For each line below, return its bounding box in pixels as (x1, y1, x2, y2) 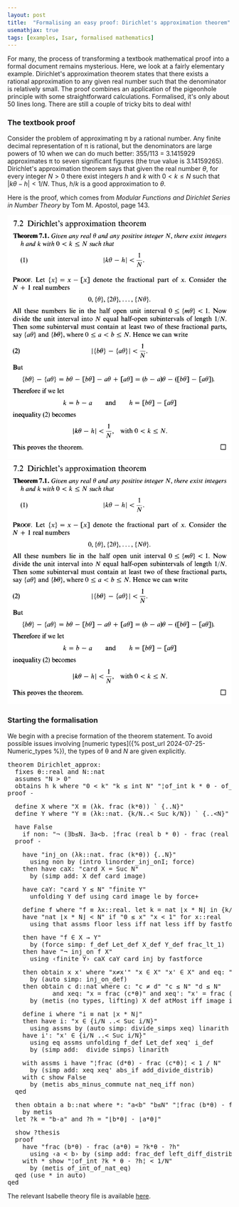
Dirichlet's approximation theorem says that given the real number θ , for (7, 164, 218, 172)
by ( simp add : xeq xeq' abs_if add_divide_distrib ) (29, 1066, 214, 1074)
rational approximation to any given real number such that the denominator (7, 77, 226, 86)
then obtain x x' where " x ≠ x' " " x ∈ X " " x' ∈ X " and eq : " (22, 968, 233, 976)
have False (14, 823, 53, 831)
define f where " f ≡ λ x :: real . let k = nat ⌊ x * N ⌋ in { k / (22, 906, 233, 913)
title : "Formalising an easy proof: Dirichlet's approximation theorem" (7, 19, 231, 26)
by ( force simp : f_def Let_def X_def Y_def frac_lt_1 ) (29, 941, 225, 948)
